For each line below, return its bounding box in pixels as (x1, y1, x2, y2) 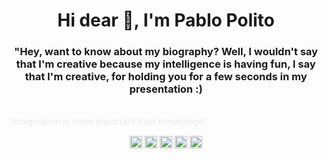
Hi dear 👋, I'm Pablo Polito (57, 9, 275, 32)
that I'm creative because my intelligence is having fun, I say (16, 57, 316, 71)
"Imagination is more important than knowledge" (8, 115, 208, 128)
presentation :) (129, 82, 203, 96)
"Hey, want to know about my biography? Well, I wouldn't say (14, 45, 318, 59)
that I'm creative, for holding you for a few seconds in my (24, 70, 308, 84)
